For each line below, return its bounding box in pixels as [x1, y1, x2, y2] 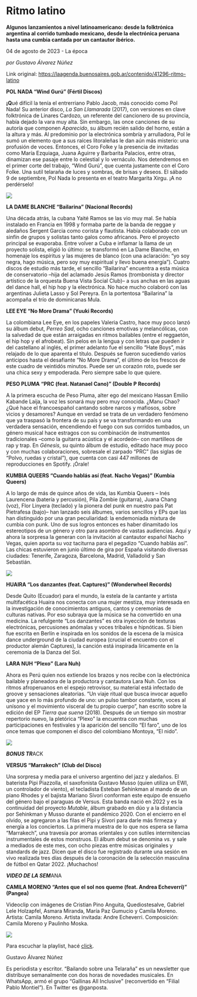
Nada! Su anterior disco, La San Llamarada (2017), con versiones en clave [6, 105, 186, 112]
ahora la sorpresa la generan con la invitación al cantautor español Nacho [6, 533, 185, 540]
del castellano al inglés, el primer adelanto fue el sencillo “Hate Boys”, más [6, 343, 186, 351]
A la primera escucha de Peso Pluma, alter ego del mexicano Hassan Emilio [6, 392, 189, 399]
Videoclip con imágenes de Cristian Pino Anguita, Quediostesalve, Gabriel [6, 901, 185, 908]
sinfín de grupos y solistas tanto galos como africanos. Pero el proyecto [6, 233, 180, 240]
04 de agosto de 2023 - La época [6, 47, 88, 54]
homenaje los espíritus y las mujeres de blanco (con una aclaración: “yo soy [6, 252, 190, 259]
